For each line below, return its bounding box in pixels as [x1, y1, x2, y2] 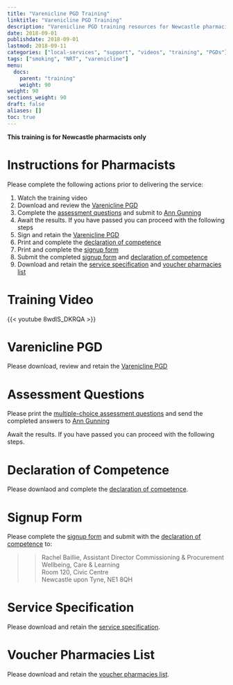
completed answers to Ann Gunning [7, 417, 110, 425]
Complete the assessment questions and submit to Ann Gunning [17, 208, 201, 216]
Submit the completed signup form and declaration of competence [17, 252, 208, 261]
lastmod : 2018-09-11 [7, 42, 67, 49]
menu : [7, 62, 23, 69]
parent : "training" [19, 74, 76, 82]
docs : [13, 68, 30, 75]
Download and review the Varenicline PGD [17, 201, 139, 209]
